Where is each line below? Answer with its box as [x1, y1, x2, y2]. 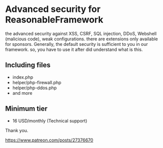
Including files [5, 61, 51, 69]
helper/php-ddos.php [12, 85, 57, 91]
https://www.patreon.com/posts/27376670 [5, 137, 93, 143]
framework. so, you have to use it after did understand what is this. [5, 46, 143, 52]
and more [12, 90, 32, 96]
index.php [12, 74, 33, 80]
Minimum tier [5, 105, 47, 113]
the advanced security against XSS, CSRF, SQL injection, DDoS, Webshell [5, 30, 156, 36]
